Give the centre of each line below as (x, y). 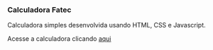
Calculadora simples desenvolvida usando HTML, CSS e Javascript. (106, 25)
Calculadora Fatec (39, 10)
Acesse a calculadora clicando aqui (59, 39)
